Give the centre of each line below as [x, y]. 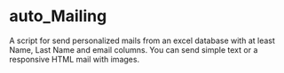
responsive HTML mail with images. [75, 59]
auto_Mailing [58, 16]
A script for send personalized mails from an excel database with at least [142, 40]
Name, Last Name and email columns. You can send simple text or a [134, 49]
